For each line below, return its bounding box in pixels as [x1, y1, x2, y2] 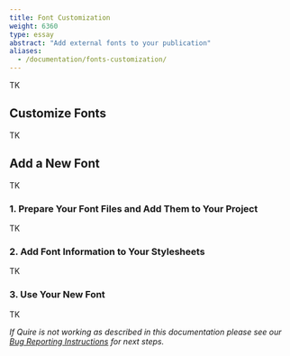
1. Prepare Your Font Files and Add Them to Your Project [9, 202, 258, 215]
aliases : [9, 47, 42, 56]
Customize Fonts [9, 105, 106, 122]
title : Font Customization [9, 13, 111, 23]
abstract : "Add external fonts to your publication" [9, 38, 212, 48]
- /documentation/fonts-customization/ [17, 55, 168, 64]
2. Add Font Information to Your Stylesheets [9, 245, 205, 258]
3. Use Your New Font [9, 288, 105, 301]
